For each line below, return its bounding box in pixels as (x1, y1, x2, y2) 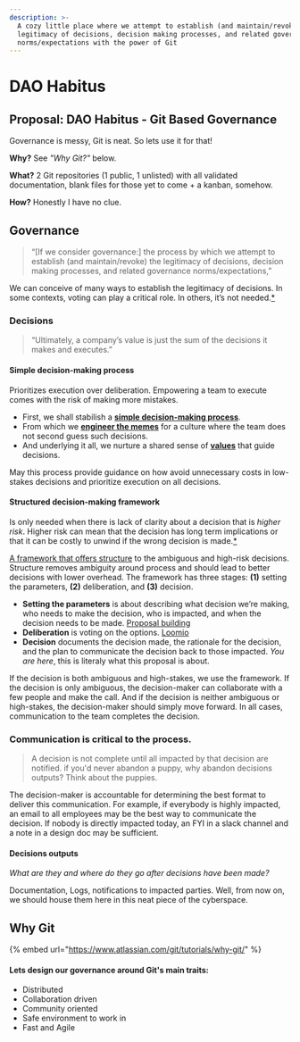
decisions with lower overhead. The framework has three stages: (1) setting (9, 571, 287, 582)
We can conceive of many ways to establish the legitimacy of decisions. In (9, 283, 283, 294)
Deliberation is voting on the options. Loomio (21, 627, 189, 638)
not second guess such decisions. (21, 430, 149, 441)
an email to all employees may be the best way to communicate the (9, 809, 257, 820)
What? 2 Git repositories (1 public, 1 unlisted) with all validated (9, 171, 238, 181)
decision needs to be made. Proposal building (21, 617, 191, 628)
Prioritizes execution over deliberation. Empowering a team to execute (9, 385, 268, 396)
